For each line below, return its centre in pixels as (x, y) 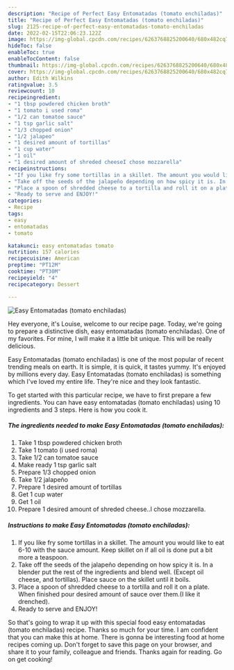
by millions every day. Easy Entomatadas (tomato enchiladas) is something (115, 374)
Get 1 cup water (40, 494)
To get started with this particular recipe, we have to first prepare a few (110, 395)
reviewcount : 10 (31, 91)
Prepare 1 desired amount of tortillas (70, 487)
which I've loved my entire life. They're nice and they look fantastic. (105, 381)
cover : (17, 72)
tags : (16, 214)
